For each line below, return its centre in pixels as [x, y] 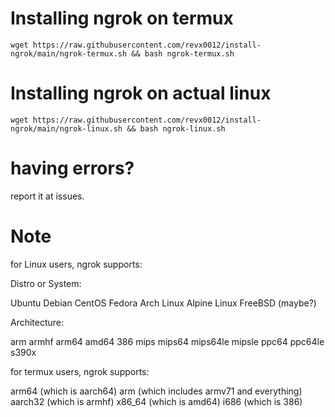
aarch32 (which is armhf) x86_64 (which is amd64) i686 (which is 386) [156, 401]
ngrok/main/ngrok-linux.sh [66, 128]
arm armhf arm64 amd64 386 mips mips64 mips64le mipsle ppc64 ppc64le [167, 341]
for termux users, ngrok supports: [80, 371]
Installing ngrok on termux [122, 18]
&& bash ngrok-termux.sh [183, 53]
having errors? [72, 168]
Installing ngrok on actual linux [141, 93]
